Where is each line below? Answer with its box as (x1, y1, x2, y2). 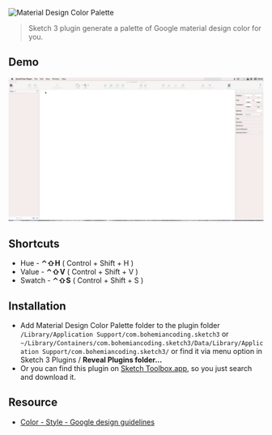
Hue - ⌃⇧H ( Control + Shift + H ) (19, 258, 134, 268)
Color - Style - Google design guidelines (19, 417, 155, 427)
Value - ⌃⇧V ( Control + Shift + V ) (19, 267, 139, 277)
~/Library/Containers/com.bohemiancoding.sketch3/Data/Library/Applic (19, 339, 264, 348)
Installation (8, 299, 66, 313)
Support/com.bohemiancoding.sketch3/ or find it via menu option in (41, 346, 263, 356)
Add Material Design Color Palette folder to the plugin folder (19, 320, 220, 330)
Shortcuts (8, 237, 60, 250)
